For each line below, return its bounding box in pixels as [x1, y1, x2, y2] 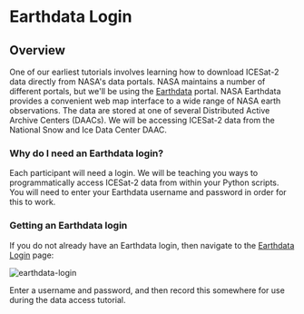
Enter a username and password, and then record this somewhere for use [9, 284, 286, 296]
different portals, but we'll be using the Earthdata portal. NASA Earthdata [9, 86, 281, 96]
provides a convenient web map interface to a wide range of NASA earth [9, 95, 281, 106]
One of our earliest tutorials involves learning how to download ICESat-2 [9, 66, 279, 77]
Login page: [9, 250, 54, 260]
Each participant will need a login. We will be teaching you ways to [9, 168, 259, 179]
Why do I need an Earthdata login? [9, 147, 164, 160]
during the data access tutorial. [9, 294, 126, 305]
